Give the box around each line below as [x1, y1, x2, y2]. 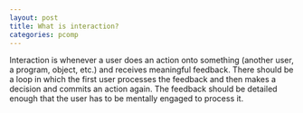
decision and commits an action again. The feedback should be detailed [9, 83, 278, 95]
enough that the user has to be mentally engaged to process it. [9, 93, 244, 104]
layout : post [9, 13, 59, 23]
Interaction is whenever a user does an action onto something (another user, [9, 55, 294, 66]
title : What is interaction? [9, 22, 119, 31]
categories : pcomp [9, 30, 79, 39]
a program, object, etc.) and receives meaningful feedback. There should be [9, 64, 294, 75]
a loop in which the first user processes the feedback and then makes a [9, 74, 277, 85]
